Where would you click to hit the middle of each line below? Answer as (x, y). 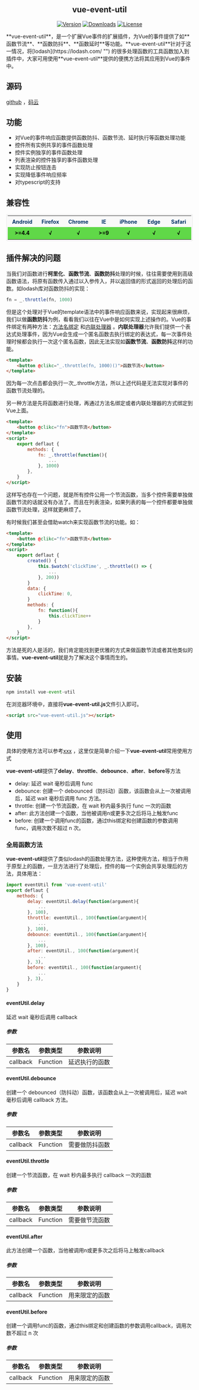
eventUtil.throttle (28, 1161)
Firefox (50, 221)
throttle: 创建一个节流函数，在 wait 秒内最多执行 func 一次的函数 (93, 806)
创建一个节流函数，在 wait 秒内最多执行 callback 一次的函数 (79, 1175)
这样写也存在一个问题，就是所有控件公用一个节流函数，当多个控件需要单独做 (99, 494)
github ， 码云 (23, 102)
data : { (37, 589)
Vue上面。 (19, 411)
